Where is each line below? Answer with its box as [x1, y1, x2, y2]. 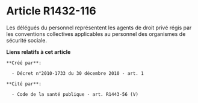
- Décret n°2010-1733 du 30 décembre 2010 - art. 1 [11, 70, 144, 76]
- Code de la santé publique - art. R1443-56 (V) [11, 91, 138, 97]
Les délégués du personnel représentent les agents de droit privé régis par [6, 24, 192, 31]
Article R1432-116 [6, 4, 96, 18]
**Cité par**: [6, 81, 42, 87]
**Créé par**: [6, 60, 42, 66]
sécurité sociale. [6, 37, 47, 44]
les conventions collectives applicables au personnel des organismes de [6, 30, 186, 37]
